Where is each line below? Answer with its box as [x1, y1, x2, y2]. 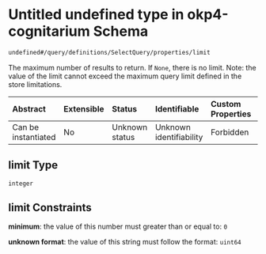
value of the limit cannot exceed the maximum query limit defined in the [8, 71, 242, 81]
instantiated [12, 131, 56, 142]
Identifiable [154, 103, 199, 114]
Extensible [63, 103, 104, 114]
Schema [93, 22, 149, 40]
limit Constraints [8, 201, 93, 214]
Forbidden [211, 127, 249, 138]
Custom [211, 98, 241, 109]
